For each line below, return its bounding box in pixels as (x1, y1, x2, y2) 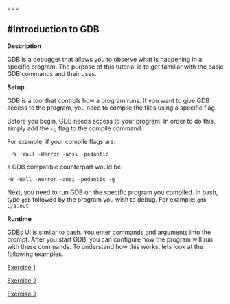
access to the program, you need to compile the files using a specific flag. (7, 104, 217, 112)
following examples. (7, 250, 64, 258)
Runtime (7, 214, 32, 223)
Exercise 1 (7, 263, 36, 271)
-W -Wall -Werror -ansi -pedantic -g (7, 176, 115, 183)
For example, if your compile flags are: (7, 137, 116, 145)
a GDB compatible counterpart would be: (7, 163, 123, 171)
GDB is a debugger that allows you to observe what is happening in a (7, 55, 203, 63)
